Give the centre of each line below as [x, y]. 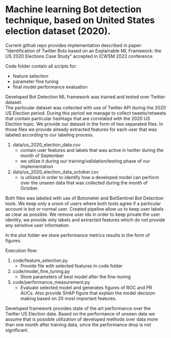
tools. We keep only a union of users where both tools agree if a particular [83, 204]
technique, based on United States [80, 20]
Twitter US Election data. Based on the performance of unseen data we [80, 313]
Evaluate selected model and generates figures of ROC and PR [86, 287]
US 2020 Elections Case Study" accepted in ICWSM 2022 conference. [80, 56]
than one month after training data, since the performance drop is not [78, 324]
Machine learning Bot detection [74, 9]
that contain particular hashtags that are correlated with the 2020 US [78, 118]
